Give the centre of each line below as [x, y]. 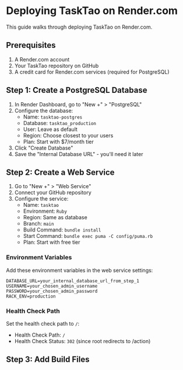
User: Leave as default [50, 129]
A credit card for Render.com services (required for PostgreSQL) [92, 72]
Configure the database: [44, 110]
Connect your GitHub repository [53, 193]
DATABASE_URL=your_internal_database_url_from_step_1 [73, 281]
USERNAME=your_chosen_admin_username [52, 286]
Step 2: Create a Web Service [60, 172]
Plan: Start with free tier [52, 242]
